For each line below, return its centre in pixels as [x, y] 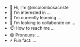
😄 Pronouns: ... [25, 35]
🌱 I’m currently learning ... [35, 18]
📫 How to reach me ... [32, 28]
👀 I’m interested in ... [30, 12]
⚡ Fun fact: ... [23, 40]
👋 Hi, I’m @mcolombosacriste [39, 7]
